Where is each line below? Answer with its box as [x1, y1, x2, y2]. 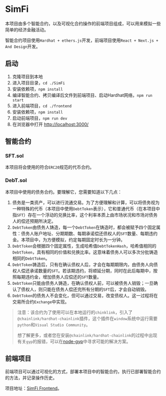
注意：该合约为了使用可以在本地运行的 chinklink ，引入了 [17, 309, 133, 315]
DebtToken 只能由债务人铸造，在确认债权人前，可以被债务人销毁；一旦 [12, 280, 154, 286]
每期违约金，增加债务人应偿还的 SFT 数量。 [16, 274, 102, 280]
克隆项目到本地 [12, 73, 43, 79]
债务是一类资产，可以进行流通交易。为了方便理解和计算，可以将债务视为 [12, 199, 160, 205]
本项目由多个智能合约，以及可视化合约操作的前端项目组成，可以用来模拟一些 [5, 20, 161, 26]
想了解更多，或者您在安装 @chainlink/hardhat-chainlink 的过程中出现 [17, 332, 158, 338]
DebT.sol [5, 177, 27, 184]
